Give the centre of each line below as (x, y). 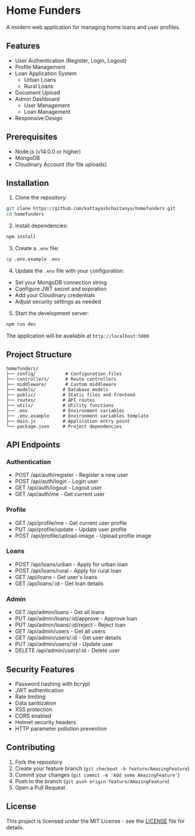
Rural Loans (39, 86)
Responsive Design (39, 118)
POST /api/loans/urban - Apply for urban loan (71, 564)
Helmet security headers (45, 722)
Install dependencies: (41, 226)
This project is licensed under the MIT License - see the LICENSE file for (95, 821)
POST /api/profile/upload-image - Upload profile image (83, 535)
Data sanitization (36, 703)
